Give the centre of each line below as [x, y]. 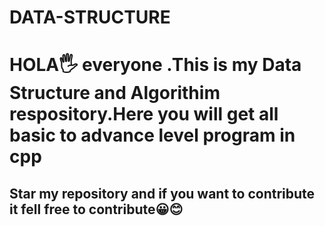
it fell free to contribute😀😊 [96, 209]
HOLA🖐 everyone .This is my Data [155, 65]
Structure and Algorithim [115, 93]
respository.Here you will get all [144, 114]
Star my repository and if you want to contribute [162, 193]
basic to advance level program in [152, 135]
